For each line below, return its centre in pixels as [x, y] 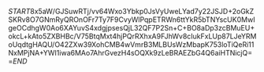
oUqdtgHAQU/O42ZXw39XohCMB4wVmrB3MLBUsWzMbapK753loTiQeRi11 [131, 45]
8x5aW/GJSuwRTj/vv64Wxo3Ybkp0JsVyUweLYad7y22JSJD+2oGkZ [142, 11]
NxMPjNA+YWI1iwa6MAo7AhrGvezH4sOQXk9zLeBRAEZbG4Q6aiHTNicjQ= [130, 53]
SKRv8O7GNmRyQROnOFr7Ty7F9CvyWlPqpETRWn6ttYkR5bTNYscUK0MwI [132, 20]
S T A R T [19, 11]
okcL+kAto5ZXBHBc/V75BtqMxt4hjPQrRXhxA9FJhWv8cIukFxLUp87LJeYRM [132, 36]
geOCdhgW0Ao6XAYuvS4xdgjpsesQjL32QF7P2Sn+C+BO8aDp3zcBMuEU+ [132, 28]
